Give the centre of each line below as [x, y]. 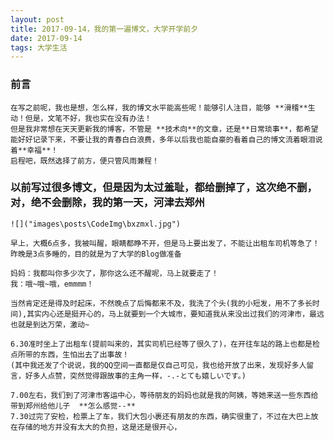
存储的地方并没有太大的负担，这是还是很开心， [99, 427]
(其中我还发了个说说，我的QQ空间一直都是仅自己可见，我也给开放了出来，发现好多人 [158, 365]
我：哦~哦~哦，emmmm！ [52, 284]
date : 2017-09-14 [46, 38]
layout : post [37, 19]
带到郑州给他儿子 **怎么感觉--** [73, 406]
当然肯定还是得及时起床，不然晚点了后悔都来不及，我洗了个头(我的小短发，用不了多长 [161, 303]
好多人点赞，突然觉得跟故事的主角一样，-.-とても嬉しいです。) [135, 376]
